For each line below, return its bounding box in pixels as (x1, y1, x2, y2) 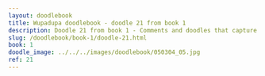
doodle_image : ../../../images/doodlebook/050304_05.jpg (8, 48, 201, 56)
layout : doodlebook (8, 11, 73, 20)
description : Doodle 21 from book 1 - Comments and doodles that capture (8, 26, 258, 34)
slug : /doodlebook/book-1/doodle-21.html (8, 33, 148, 42)
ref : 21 (8, 56, 34, 64)
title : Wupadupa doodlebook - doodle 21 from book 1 (8, 19, 186, 27)
